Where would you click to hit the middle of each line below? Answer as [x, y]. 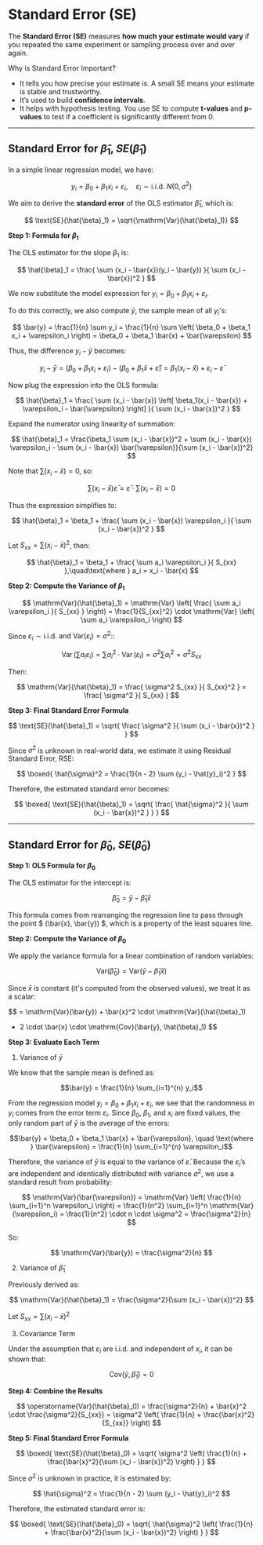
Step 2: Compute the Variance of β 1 [67, 586]
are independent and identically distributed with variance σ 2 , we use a [121, 1173]
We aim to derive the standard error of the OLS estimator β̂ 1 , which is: [121, 204]
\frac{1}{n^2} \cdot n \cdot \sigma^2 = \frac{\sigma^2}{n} [159, 1214]
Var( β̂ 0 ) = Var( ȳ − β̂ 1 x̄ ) [131, 972]
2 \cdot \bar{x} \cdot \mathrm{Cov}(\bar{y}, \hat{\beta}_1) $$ [118, 1027]
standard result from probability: [60, 1182]
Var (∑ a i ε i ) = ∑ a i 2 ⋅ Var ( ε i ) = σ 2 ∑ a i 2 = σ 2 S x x [131, 655]
